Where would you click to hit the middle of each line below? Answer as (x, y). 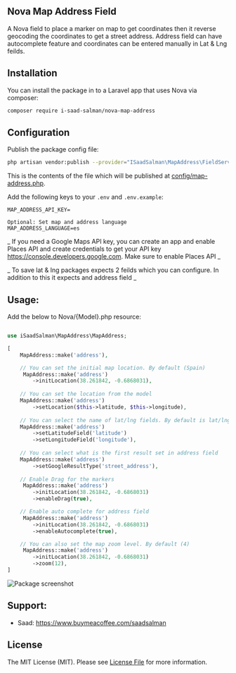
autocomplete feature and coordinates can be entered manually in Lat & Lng (117, 43)
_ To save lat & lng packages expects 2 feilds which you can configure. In (113, 270)
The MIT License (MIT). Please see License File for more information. (107, 662)
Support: (27, 606)
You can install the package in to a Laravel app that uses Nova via (102, 90)
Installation (32, 73)
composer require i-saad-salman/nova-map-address (81, 111)
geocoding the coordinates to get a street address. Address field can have (115, 36)
